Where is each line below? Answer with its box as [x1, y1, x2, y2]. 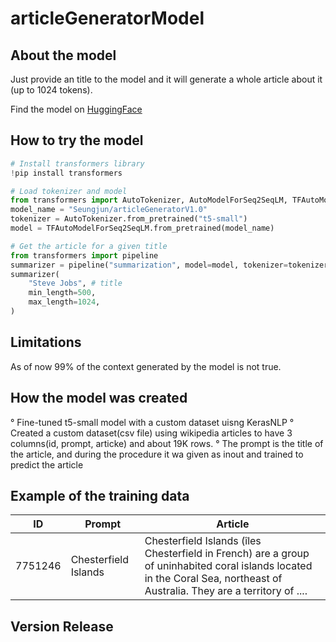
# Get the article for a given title [10, 241, 168, 251]
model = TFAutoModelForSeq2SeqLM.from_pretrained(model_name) [10, 223, 275, 234]
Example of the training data [10, 487, 190, 504]
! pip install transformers [10, 168, 123, 178]
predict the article [10, 458, 84, 471]
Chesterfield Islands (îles [144, 534, 262, 548]
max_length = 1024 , [28, 297, 101, 307]
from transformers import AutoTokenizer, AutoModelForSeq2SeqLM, [10, 195, 288, 206]
